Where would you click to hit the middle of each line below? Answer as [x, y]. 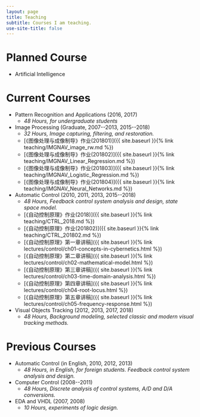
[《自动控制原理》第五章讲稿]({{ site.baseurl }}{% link [88, 297]
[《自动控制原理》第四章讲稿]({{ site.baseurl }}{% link [88, 284]
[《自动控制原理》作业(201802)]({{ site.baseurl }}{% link [91, 228]
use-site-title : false [34, 28]
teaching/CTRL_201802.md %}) [62, 235]
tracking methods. [46, 323]
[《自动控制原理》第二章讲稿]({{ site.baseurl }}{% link [88, 256]
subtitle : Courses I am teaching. [49, 23]
